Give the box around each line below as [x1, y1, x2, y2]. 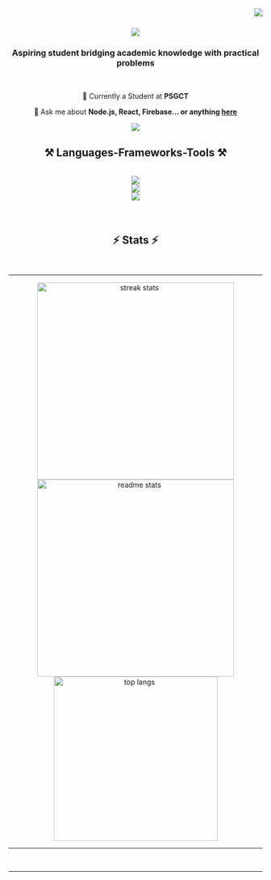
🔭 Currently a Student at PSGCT [81, 91, 190, 101]
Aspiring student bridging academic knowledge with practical [11, 48, 260, 59]
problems [116, 57, 155, 69]
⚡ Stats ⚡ [112, 233, 159, 247]
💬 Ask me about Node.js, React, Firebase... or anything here [33, 107, 238, 116]
